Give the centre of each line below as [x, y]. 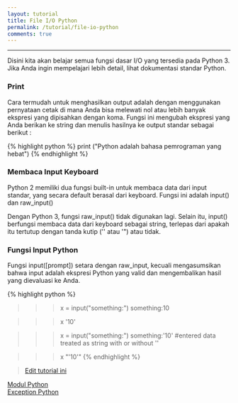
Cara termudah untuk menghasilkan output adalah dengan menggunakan [114, 102]
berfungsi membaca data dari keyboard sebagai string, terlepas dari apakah [118, 224]
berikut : [19, 132]
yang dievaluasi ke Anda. [44, 281]
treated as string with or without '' [109, 343]
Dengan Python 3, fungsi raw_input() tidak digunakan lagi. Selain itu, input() [118, 216]
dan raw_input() [30, 203]
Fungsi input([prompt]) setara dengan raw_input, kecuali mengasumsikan [114, 265]
